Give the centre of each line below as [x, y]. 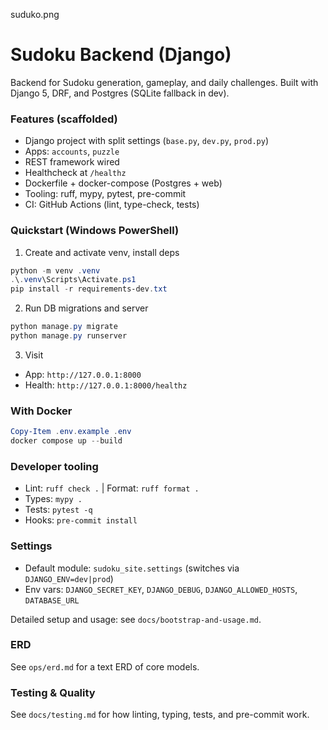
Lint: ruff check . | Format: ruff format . [112, 488]
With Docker [41, 411]
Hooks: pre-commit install [81, 520]
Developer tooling [54, 466]
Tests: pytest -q [58, 510]
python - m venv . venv [55, 270]
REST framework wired [72, 162]
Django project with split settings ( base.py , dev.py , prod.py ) [146, 141]
